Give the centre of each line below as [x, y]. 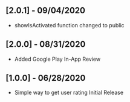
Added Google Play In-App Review [57, 59]
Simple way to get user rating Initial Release [69, 93]
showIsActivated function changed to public [69, 25]
